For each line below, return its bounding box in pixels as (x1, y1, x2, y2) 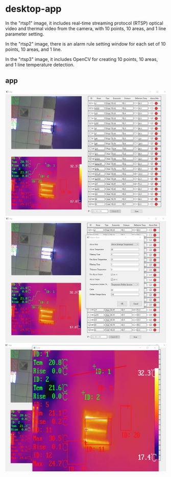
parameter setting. (5, 31, 44, 37)
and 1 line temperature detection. (5, 61, 75, 68)
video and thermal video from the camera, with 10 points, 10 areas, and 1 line (5, 25, 166, 31)
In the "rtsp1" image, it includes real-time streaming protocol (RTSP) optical (5, 20, 163, 26)
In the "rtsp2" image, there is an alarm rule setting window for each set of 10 (5, 40, 166, 47)
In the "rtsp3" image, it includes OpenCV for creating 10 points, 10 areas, (5, 56, 158, 62)
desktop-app (5, 3, 62, 15)
